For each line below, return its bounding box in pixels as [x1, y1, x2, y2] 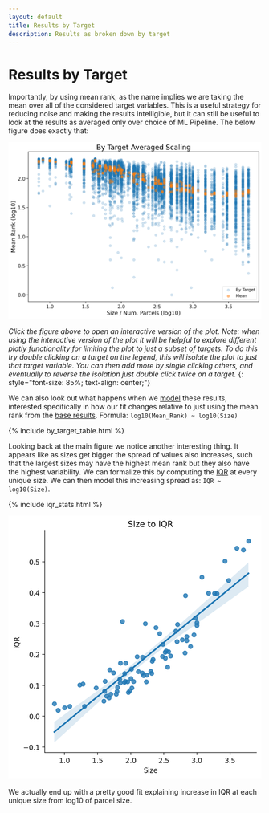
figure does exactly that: [8, 126, 89, 136]
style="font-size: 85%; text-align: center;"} [8, 378, 151, 388]
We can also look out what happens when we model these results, [8, 393, 227, 403]
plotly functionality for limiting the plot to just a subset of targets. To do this [8, 343, 259, 353]
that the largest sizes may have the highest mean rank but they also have [8, 458, 251, 469]
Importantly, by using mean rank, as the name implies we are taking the [8, 92, 245, 102]
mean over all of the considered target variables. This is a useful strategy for [8, 100, 261, 110]
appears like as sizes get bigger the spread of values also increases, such [8, 450, 253, 460]
